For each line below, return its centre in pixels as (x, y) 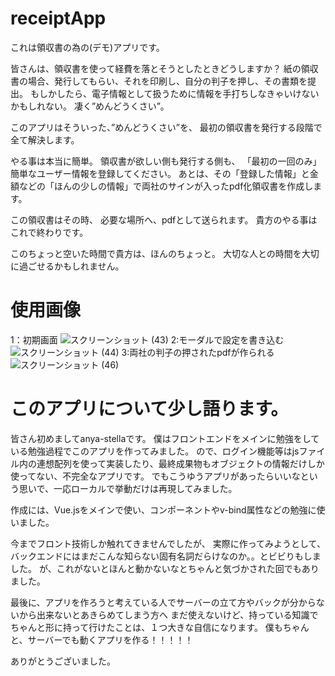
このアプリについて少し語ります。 (149, 409)
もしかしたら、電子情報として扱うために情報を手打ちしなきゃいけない (174, 93)
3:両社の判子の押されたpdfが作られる (198, 352)
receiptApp (58, 18)
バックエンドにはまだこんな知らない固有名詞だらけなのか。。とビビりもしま (166, 556)
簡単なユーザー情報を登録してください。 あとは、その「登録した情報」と (160, 173)
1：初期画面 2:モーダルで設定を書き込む (147, 339)
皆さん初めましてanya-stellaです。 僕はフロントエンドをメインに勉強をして (165, 438)
